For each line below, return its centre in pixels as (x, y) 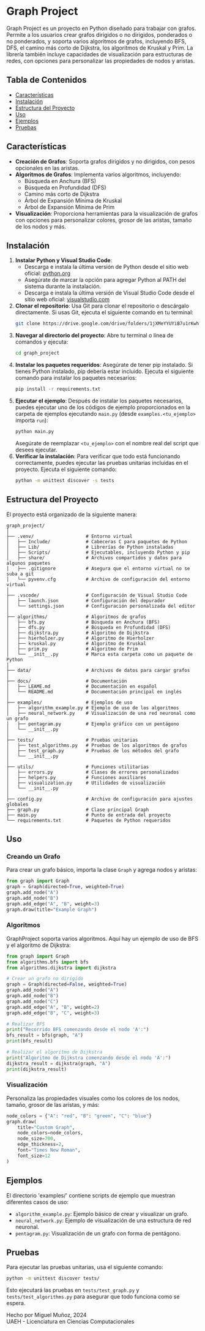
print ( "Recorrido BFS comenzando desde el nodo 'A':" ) (78, 1030)
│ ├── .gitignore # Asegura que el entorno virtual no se (98, 568)
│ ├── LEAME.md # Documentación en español (82, 686)
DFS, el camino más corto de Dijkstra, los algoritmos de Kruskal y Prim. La (100, 48)
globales (17, 804)
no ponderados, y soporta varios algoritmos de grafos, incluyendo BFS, (96, 41)
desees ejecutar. (36, 450)
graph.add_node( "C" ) (33, 1001)
